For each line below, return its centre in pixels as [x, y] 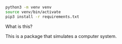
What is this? [19, 26]
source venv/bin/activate [33, 12]
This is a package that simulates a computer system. [61, 36]
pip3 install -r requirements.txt [42, 17]
